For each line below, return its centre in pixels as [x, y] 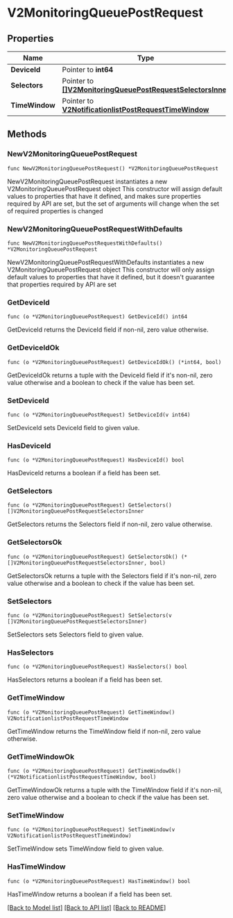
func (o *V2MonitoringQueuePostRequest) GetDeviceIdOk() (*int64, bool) [114, 362]
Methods [27, 134]
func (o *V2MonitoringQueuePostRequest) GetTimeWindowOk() [94, 771]
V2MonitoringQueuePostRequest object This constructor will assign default [115, 188]
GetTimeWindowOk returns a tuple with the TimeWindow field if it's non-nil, [115, 789]
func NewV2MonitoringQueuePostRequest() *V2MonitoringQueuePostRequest [113, 168]
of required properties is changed [55, 211]
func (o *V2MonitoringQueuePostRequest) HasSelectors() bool [97, 667]
